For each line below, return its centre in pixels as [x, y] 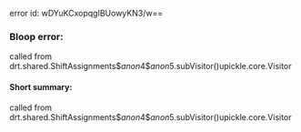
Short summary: [41, 86]
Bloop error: [36, 36]
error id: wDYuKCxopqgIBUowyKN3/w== [86, 13]
